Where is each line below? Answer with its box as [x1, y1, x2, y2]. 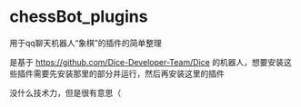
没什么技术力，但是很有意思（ [9, 87, 121, 98]
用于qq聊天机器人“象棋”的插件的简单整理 [9, 37, 162, 48]
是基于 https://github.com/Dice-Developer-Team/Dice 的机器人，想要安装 [9, 56, 285, 67]
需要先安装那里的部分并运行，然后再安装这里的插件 [33, 68, 225, 79]
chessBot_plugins [9, 6, 148, 27]
